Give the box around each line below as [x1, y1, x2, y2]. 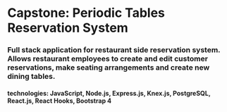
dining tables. [7, 72, 56, 82]
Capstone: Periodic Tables [7, 5, 166, 21]
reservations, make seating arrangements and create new [7, 63, 210, 73]
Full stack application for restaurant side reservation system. [7, 45, 221, 55]
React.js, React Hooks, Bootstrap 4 [7, 97, 111, 105]
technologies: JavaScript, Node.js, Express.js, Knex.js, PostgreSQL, [7, 89, 211, 97]
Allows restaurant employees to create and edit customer [7, 54, 208, 64]
